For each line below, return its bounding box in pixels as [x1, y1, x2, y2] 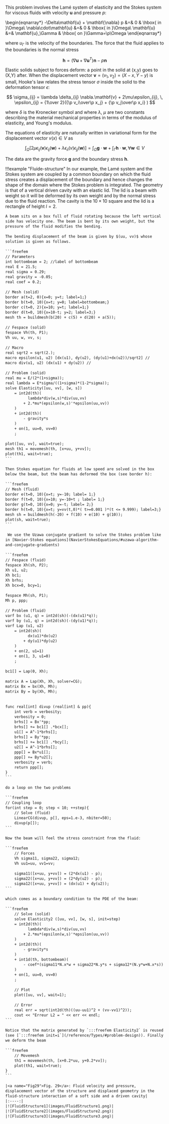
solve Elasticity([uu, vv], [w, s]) [5, 386, 82, 391]
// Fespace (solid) [5, 325, 46, 330]
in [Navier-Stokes [5, 537, 44, 543]
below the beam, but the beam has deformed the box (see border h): [5, 472, 152, 477]
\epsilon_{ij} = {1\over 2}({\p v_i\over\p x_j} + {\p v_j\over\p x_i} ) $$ [14, 100, 155, 106]
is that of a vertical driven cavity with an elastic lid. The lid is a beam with [5, 187, 157, 194]
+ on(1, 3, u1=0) [14, 654, 51, 659]
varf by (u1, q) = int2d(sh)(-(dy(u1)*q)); [5, 618, 98, 623]
